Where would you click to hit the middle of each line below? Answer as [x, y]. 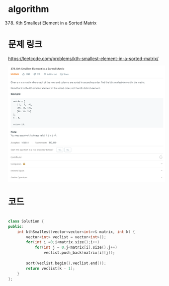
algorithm [29, 9]
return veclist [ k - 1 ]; [50, 268]
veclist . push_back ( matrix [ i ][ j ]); [79, 253]
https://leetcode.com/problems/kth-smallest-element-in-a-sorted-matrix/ [83, 59]
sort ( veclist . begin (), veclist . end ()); [66, 263]
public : [16, 226]
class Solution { [26, 221]
